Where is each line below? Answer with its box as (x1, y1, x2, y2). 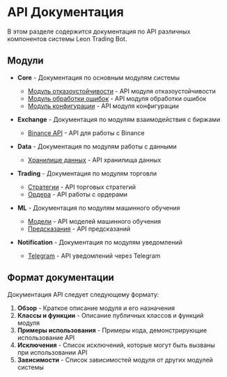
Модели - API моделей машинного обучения (27, 217, 162, 225)
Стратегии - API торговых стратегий (27, 183, 136, 191)
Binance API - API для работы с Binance (27, 128, 145, 137)
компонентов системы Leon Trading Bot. (7, 34, 127, 43)
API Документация (7, 4, 124, 20)
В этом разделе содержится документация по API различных (7, 27, 191, 36)
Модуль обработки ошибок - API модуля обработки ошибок (27, 94, 207, 102)
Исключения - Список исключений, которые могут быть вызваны (17, 341, 216, 349)
